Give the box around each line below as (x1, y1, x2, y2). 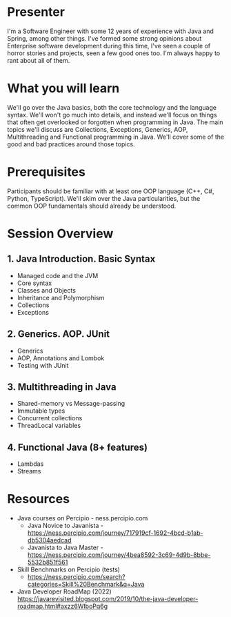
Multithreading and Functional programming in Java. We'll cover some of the (7, 133, 225, 141)
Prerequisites (7, 164, 86, 180)
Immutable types (17, 407, 66, 415)
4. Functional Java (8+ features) (7, 441, 148, 453)
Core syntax (17, 279, 52, 287)
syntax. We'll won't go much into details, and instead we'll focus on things (7, 110, 217, 119)
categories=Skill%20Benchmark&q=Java (27, 580, 145, 589)
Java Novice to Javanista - (27, 522, 103, 530)
